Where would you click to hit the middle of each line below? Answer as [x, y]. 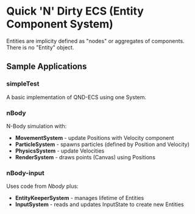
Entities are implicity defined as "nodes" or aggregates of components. [95, 41]
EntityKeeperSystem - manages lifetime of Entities [80, 198]
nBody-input [25, 173]
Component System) [60, 24]
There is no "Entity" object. [40, 47]
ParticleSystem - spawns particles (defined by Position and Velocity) [102, 144]
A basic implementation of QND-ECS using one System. [76, 97]
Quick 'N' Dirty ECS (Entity [75, 11]
